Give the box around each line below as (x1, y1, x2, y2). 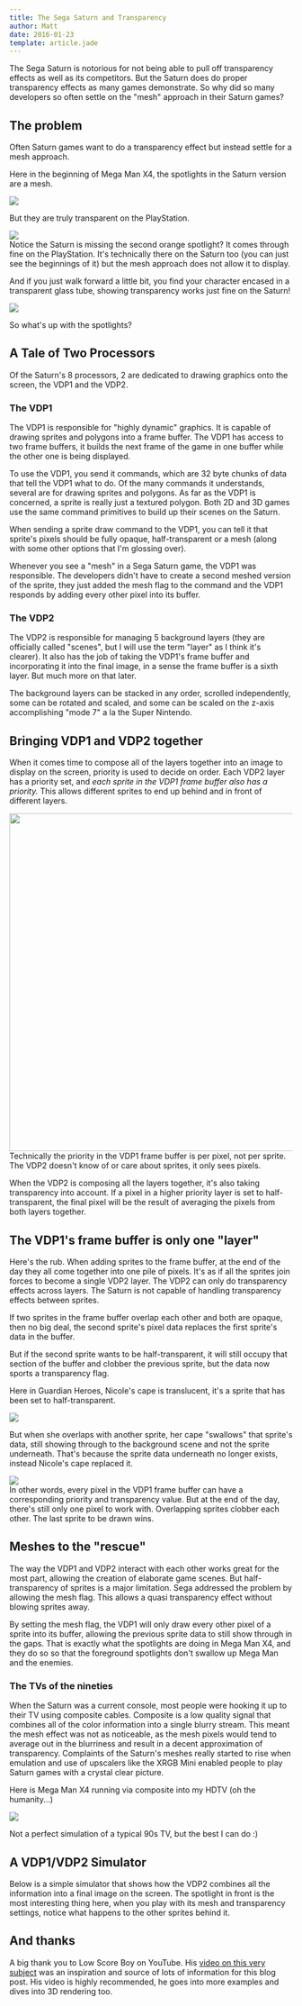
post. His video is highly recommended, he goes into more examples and (9, 1976, 280, 1987)
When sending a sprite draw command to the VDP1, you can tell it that (9, 524, 268, 535)
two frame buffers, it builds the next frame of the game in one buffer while (9, 441, 284, 452)
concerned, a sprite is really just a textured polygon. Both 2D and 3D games (9, 497, 290, 508)
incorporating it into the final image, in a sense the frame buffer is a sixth (9, 661, 279, 672)
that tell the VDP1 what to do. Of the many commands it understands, (9, 478, 265, 489)
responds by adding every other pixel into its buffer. (9, 589, 200, 600)
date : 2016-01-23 (9, 30, 75, 39)
